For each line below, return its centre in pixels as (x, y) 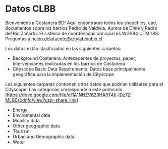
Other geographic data (36, 126)
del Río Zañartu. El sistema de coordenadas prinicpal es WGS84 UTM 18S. (82, 33)
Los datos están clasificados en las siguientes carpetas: (63, 48)
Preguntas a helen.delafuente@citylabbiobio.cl (54, 39)
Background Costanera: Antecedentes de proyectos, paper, (74, 58)
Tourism (21, 131)
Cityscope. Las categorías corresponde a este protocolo (64, 89)
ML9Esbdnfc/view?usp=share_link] (42, 100)
